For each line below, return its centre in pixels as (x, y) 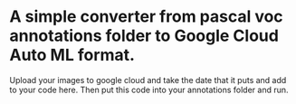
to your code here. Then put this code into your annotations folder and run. (149, 90)
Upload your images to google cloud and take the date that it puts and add (148, 80)
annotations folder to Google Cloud (144, 36)
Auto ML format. (72, 55)
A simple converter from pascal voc (146, 17)
